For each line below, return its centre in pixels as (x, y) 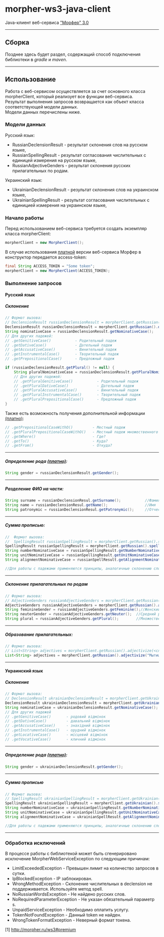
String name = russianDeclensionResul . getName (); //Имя (81, 505)
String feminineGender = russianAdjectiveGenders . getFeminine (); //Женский (83, 610)
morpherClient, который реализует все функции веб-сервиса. (69, 96)
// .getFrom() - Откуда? (59, 446)
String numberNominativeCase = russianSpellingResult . (62, 551)
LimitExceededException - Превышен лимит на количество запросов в (85, 868)
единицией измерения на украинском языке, (59, 205)
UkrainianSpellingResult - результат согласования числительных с (81, 200)
